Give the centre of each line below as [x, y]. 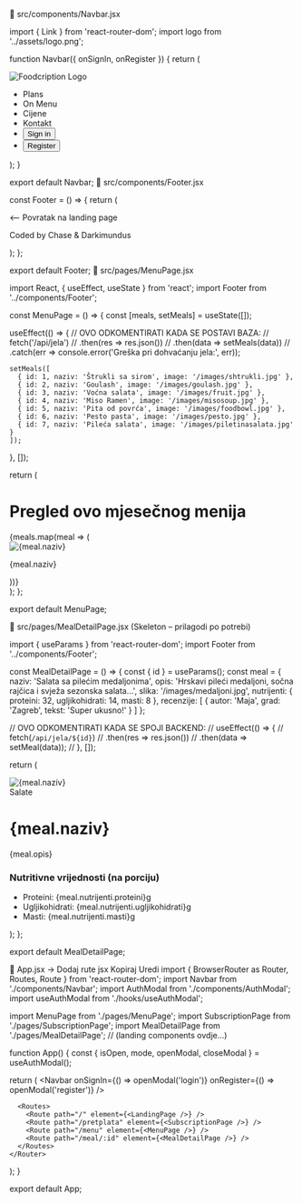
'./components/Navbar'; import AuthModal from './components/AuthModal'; [150, 989]
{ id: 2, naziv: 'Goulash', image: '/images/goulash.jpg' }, [136, 385]
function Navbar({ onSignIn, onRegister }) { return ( [105, 59]
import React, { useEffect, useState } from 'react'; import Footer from [138, 288]
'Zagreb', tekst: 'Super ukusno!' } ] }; [78, 710]
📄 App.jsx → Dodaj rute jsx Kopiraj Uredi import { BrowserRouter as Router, [149, 969]
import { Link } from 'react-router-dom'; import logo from [116, 31]
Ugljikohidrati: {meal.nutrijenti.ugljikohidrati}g [107, 907]
